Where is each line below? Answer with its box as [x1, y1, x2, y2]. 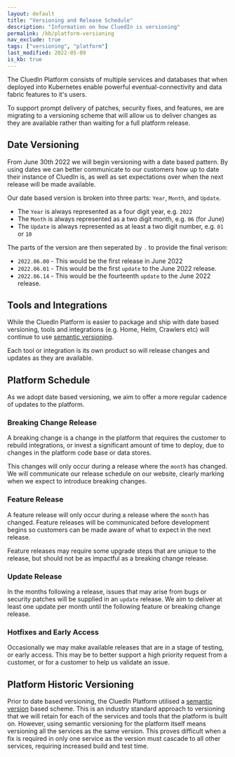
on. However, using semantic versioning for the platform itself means [7, 720, 206, 728]
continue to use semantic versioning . [7, 333, 114, 341]
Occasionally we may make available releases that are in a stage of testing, [7, 643, 224, 652]
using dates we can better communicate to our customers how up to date [7, 165, 220, 173]
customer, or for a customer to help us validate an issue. [7, 658, 170, 666]
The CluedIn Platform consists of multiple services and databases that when [7, 75, 228, 83]
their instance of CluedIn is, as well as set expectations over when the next [7, 173, 224, 181]
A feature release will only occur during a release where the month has [7, 510, 209, 519]
